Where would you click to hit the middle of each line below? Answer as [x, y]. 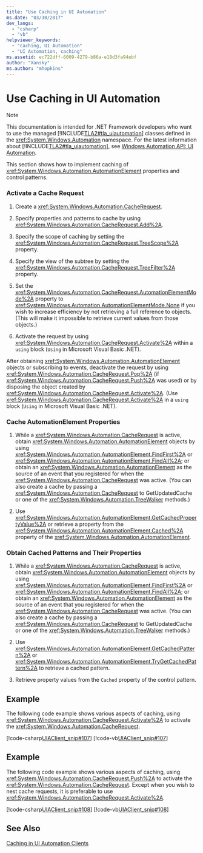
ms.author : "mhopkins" [35, 68]
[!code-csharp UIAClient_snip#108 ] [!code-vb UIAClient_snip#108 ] [88, 809]
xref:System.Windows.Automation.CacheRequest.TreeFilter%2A [95, 267]
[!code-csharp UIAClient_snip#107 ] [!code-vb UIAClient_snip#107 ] [87, 738]
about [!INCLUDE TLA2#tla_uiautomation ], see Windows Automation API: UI [100, 146]
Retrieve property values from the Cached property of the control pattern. [106, 680]
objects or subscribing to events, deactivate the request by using [87, 367]
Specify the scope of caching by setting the [70, 236]
